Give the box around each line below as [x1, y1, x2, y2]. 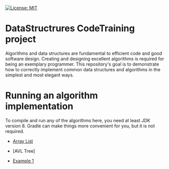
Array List [12, 138, 33, 144]
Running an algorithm [5, 90, 98, 101]
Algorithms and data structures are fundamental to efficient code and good [5, 50, 162, 56]
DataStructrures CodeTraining [5, 23, 135, 34]
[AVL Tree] [12, 148, 36, 154]
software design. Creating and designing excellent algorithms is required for [5, 55, 164, 62]
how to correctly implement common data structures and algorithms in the [5, 66, 161, 72]
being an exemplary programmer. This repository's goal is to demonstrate [5, 61, 159, 67]
